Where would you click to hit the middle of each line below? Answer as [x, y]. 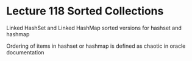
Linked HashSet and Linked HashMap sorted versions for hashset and [94, 28]
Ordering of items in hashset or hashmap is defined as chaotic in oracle [96, 46]
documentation [25, 52]
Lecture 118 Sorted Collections [85, 11]
